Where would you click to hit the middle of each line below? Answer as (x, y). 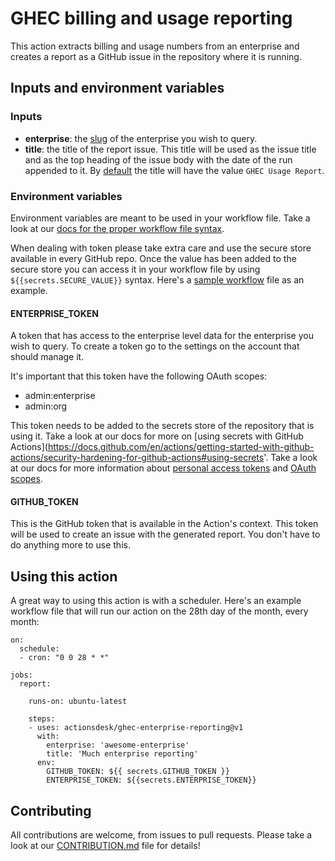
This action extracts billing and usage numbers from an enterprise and (155, 46)
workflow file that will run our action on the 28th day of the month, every (159, 611)
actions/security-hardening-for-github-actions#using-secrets (137, 458)
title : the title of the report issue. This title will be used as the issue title (170, 149)
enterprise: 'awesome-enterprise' (118, 745)
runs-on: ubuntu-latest (78, 702)
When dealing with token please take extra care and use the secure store (161, 248)
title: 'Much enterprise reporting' (122, 754)
